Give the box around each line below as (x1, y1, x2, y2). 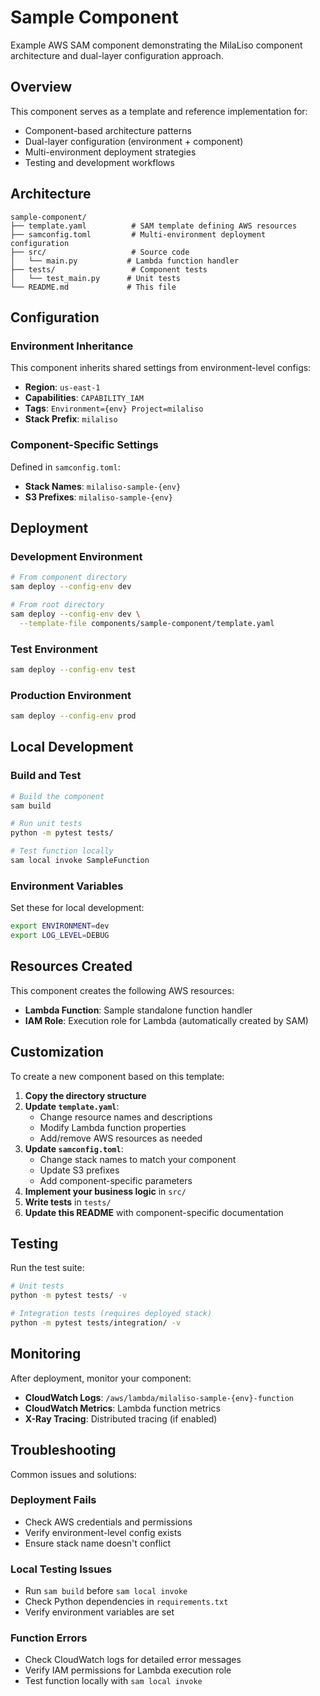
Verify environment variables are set (24, 1606, 175, 1618)
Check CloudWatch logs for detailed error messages (24, 1654, 242, 1666)
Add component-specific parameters (39, 1174, 193, 1186)
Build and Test (10, 769, 82, 783)
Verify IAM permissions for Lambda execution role (24, 1664, 232, 1676)
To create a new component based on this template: (10, 1070, 225, 1082)
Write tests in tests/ (24, 1196, 112, 1208)
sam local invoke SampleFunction (10, 856, 150, 866)
